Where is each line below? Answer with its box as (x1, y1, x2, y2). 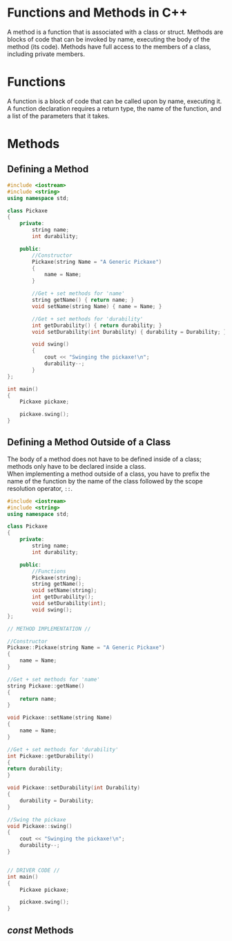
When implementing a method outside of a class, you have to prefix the (7, 469, 211, 478)
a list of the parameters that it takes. (7, 111, 110, 120)
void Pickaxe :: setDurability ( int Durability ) (7, 785, 140, 791)
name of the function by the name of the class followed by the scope (7, 476, 203, 485)
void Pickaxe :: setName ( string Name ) (7, 715, 113, 722)
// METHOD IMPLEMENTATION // (7, 625, 91, 632)
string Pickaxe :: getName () (7, 682, 85, 690)
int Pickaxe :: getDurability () (7, 753, 95, 760)
